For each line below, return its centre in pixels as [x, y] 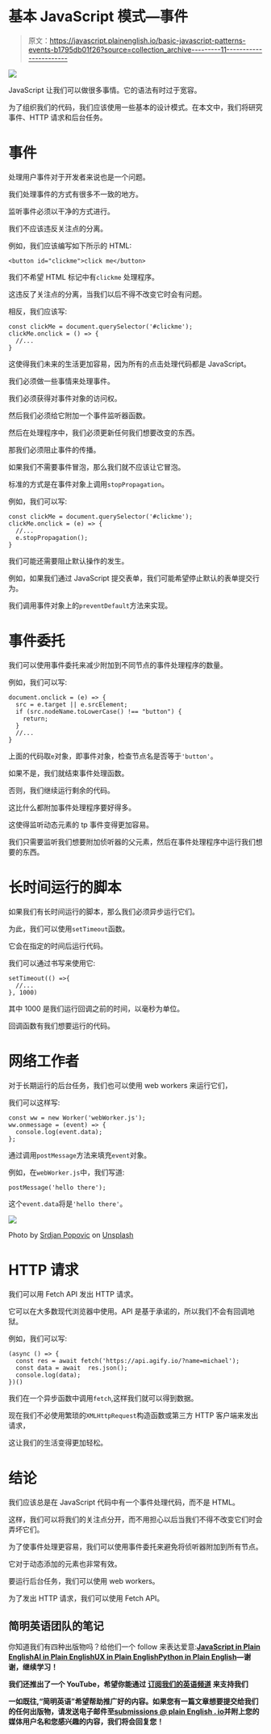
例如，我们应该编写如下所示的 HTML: [70, 245]
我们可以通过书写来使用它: [52, 963]
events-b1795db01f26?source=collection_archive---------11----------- [145, 49]
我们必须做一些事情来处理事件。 [61, 381]
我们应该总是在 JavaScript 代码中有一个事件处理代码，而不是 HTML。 [124, 1502]
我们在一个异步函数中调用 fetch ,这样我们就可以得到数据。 [103, 1398]
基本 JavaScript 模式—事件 [98, 17]
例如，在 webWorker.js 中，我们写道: [67, 1172]
